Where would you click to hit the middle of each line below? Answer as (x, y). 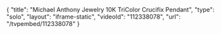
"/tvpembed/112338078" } (43, 24)
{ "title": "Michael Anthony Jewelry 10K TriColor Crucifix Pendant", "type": (110, 10)
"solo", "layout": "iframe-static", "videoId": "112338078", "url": (93, 17)
